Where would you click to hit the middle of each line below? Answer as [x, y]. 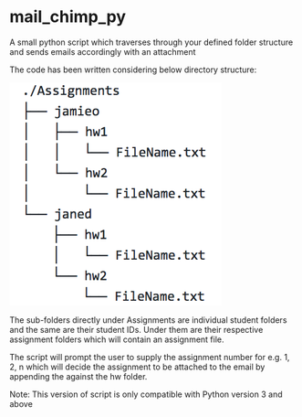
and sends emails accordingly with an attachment [103, 51]
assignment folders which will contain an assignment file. [117, 339]
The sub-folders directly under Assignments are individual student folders [148, 320]
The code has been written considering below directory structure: [133, 69]
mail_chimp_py [68, 17]
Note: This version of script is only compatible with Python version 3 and [146, 394]
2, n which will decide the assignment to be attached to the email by [137, 367]
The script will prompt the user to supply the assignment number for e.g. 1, [150, 357]
